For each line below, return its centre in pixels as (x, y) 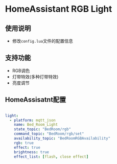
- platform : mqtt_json (33, 120)
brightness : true (32, 152)
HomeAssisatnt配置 (35, 100)
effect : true (27, 147)
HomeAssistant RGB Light (58, 9)
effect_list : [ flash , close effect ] (51, 157)
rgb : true (24, 143)
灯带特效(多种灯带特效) (35, 76)
